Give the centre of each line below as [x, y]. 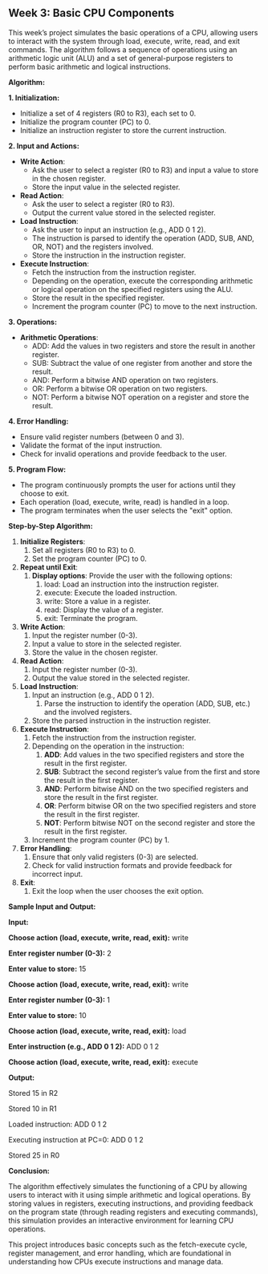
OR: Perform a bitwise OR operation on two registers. [120, 388]
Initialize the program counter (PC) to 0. [85, 122]
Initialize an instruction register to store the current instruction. [123, 130]
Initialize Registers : [53, 542]
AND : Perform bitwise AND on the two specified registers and [146, 789]
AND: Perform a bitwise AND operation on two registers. [125, 379]
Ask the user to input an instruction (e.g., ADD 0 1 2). [119, 229]
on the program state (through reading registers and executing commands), [133, 1211]
